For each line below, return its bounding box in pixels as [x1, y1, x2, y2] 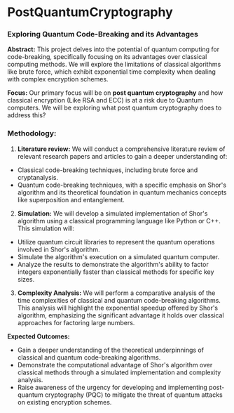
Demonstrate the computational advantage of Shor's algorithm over [17, 360, 213, 369]
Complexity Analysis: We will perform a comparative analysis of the [17, 289, 216, 297]
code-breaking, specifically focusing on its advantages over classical [7, 53, 207, 61]
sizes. [17, 275, 35, 283]
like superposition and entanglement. [17, 195, 125, 204]
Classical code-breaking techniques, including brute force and [17, 166, 198, 174]
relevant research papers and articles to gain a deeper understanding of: [17, 152, 228, 160]
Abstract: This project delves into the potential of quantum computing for [7, 45, 219, 53]
